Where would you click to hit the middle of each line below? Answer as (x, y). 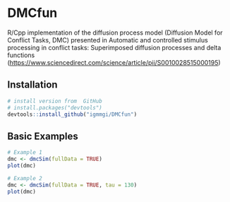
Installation (32, 85)
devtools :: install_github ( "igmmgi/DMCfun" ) (72, 114)
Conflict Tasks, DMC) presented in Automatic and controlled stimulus (108, 40)
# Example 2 (25, 178)
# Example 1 (25, 153)
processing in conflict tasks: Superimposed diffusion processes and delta (114, 47)
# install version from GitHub (55, 101)
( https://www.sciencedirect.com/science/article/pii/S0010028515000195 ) (114, 62)
